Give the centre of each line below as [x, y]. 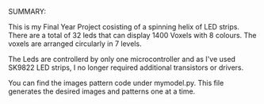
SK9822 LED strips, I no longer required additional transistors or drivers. [126, 67]
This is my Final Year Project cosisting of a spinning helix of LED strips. [124, 27]
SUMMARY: [27, 12]
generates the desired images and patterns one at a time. [102, 91]
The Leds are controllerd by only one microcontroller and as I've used [122, 59]
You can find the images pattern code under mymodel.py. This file [116, 83]
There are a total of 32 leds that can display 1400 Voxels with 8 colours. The [132, 35]
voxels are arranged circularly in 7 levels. [75, 44]
